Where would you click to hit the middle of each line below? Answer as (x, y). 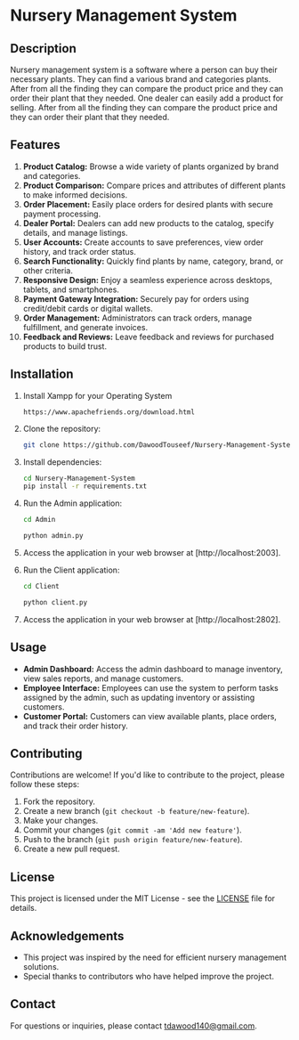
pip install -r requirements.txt (85, 486)
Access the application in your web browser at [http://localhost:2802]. (152, 619)
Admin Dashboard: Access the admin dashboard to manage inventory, (153, 669)
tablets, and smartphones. (71, 289)
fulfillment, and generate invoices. (85, 327)
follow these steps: (44, 784)
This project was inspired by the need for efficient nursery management (155, 957)
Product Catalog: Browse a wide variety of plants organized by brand (151, 167)
